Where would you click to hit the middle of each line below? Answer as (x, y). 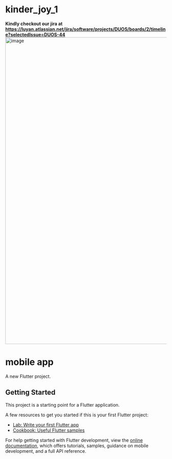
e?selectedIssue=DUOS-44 (35, 34)
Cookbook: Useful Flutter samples (49, 430)
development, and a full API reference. (46, 451)
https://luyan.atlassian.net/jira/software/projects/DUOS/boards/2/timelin (85, 29)
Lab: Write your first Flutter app (46, 425)
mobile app (29, 362)
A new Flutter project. (28, 376)
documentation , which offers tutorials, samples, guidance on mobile (77, 446)
